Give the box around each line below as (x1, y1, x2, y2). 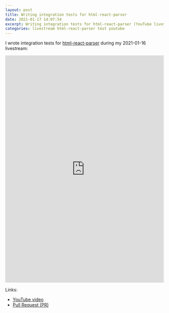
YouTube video (12, 296, 44, 303)
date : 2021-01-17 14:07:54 (5, 17, 62, 22)
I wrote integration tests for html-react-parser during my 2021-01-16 (5, 40, 146, 46)
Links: (5, 287, 18, 293)
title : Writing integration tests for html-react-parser (5, 12, 127, 17)
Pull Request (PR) (12, 302, 49, 308)
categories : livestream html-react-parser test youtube (5, 26, 125, 31)
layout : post (5, 7, 33, 13)
